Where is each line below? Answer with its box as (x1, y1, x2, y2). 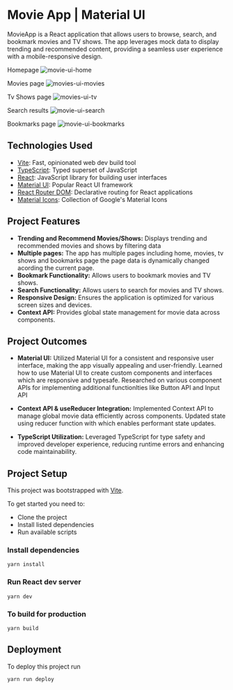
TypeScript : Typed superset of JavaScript (17, 166, 138, 174)
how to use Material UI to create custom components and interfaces (17, 369, 213, 377)
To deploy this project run (7, 662, 81, 671)
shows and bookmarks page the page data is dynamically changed (17, 256, 210, 265)
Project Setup (7, 467, 68, 480)
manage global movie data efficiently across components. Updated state (17, 411, 226, 421)
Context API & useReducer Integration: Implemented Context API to (17, 405, 214, 413)
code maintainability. (17, 448, 77, 456)
